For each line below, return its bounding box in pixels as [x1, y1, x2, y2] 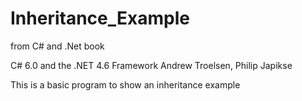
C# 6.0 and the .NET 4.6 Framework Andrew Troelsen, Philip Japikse [10, 59, 293, 71]
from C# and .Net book [10, 40, 105, 52]
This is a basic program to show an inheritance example [10, 78, 241, 91]
